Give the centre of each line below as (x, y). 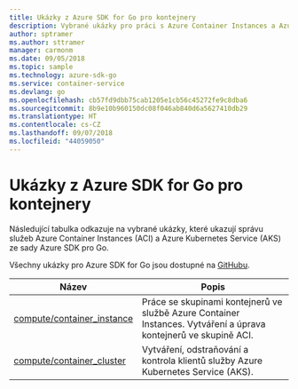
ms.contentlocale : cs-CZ (55, 125)
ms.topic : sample (41, 67)
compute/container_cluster (70, 361)
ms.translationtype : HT (53, 116)
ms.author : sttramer (47, 42)
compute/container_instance (74, 318)
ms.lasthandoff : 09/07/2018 (61, 133)
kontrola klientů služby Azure (202, 361)
